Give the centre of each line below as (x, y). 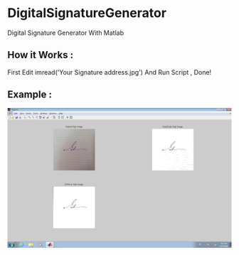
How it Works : (40, 55)
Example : (30, 95)
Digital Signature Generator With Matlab (66, 33)
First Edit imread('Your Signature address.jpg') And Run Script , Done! (110, 72)
